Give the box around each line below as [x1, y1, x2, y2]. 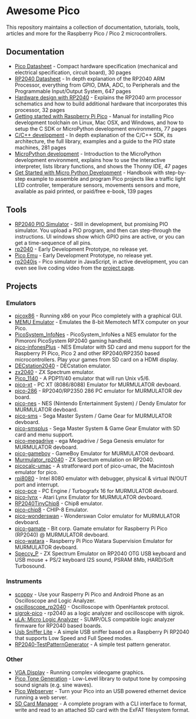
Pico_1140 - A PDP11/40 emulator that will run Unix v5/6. [14, 375, 150, 382]
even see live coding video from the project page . [14, 264, 135, 271]
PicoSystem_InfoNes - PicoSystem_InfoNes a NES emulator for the [14, 331, 177, 338]
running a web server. [14, 694, 68, 701]
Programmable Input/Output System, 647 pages [14, 87, 131, 95]
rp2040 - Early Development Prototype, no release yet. [14, 246, 148, 253]
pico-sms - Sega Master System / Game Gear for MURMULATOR [14, 412, 172, 419]
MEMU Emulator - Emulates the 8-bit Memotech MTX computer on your [14, 319, 190, 326]
